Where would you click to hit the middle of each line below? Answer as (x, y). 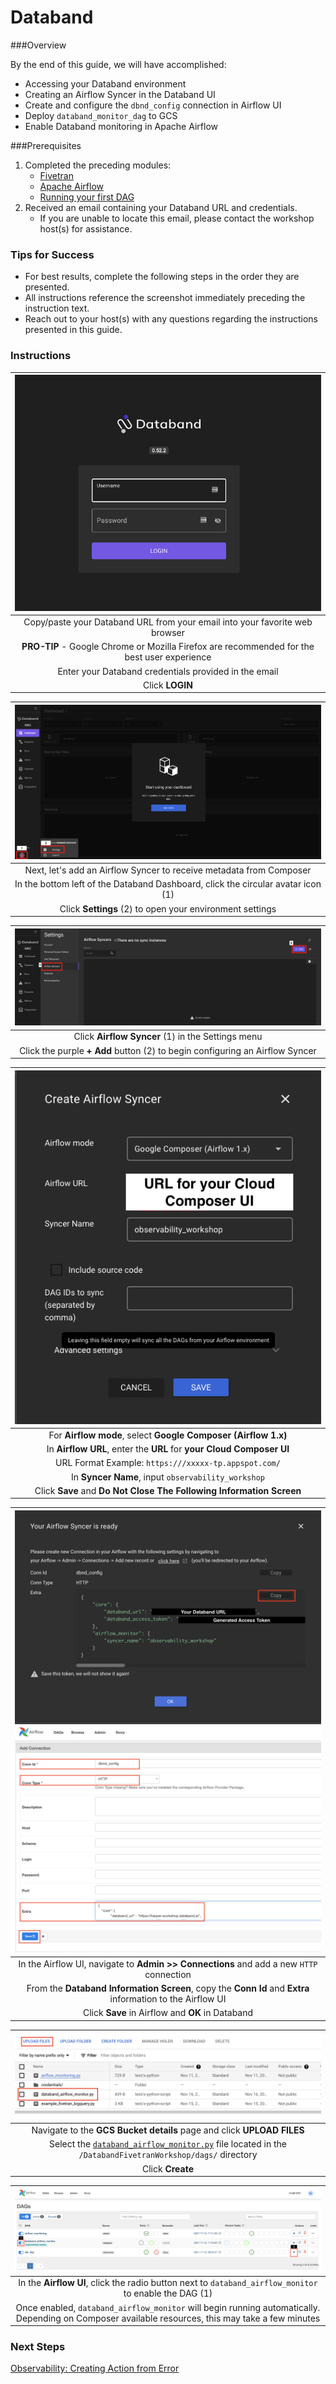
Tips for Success (52, 254)
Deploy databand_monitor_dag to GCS (101, 115)
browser (168, 633)
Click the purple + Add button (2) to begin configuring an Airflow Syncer (168, 1050)
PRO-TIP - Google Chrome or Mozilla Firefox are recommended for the (168, 647)
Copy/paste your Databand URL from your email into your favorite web (168, 622)
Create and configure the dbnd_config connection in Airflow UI (153, 105)
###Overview (38, 45)
